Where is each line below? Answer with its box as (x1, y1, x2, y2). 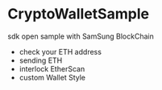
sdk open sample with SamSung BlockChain (7, 31, 154, 41)
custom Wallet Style (19, 72, 86, 82)
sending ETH (19, 55, 63, 65)
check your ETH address (19, 47, 102, 56)
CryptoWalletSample (7, 5, 150, 23)
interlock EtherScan (19, 63, 85, 73)
